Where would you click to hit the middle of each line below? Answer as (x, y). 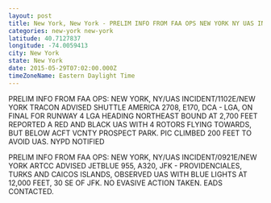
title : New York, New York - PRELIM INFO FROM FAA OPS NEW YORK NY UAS (131, 23)
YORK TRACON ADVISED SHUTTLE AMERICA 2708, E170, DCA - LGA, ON (131, 107)
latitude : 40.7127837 (45, 38)
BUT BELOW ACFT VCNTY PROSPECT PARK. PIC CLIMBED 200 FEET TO (130, 133)
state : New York (35, 61)
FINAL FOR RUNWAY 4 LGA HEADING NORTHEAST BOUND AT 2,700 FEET (133, 116)
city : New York (34, 53)
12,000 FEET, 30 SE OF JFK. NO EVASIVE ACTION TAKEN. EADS (116, 183)
